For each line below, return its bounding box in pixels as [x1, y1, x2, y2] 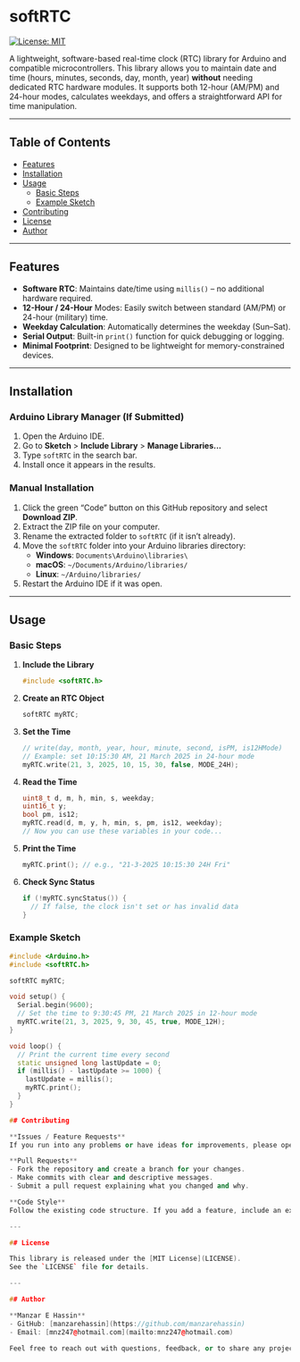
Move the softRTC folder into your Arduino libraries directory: [21, 540, 246, 551]
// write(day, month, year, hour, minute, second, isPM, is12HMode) [21, 744, 283, 752]
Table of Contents [9, 135, 112, 150]
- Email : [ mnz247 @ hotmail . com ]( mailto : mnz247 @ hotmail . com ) [9, 1327, 234, 1337]
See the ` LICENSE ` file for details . [9, 1263, 150, 1272]
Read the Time [21, 776, 78, 787]
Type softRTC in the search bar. [21, 450, 137, 461]
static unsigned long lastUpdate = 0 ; [17, 1058, 162, 1067]
